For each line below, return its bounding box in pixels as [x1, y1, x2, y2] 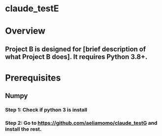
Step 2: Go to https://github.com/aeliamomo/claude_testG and [5, 120, 158, 127]
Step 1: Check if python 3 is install [5, 107, 87, 113]
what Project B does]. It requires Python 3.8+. [5, 53, 148, 61]
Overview [5, 26, 46, 37]
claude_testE [5, 3, 59, 14]
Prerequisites [5, 72, 61, 83]
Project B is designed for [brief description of [5, 45, 146, 53]
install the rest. [5, 126, 42, 133]
